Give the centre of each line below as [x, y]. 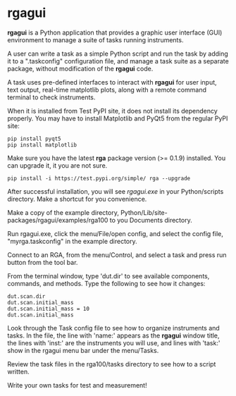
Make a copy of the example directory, [63, 212]
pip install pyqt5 [34, 139]
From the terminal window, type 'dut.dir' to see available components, [108, 276]
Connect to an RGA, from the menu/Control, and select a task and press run [117, 254]
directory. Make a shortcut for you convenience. [77, 199]
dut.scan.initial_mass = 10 [49, 309]
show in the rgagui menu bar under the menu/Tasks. [83, 350]
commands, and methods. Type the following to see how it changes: [106, 283]
